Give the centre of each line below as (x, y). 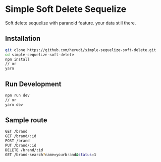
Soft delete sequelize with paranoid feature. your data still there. (71, 23)
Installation (23, 39)
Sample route (26, 120)
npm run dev (17, 95)
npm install (17, 59)
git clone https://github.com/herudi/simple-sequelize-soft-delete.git (80, 50)
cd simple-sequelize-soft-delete (40, 55)
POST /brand (17, 141)
